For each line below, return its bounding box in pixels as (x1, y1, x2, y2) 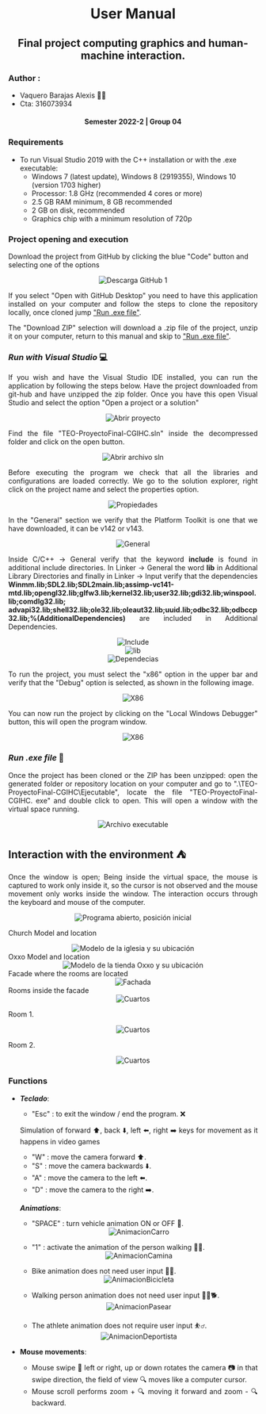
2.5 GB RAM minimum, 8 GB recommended (31, 197, 173, 206)
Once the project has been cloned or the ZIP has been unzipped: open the (8, 770, 258, 780)
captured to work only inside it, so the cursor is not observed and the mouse (8, 881, 258, 891)
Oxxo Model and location (8, 952, 90, 962)
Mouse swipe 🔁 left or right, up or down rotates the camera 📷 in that (31, 1362, 258, 1372)
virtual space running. (8, 804, 80, 814)
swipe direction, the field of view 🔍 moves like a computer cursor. (31, 1374, 247, 1384)
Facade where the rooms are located (8, 969, 128, 979)
